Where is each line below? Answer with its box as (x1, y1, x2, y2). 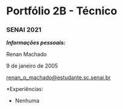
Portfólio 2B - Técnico (6, 4, 118, 18)
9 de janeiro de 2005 (6, 62, 58, 69)
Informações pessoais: (6, 39, 66, 46)
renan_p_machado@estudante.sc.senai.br (6, 74, 111, 81)
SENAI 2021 (6, 26, 42, 34)
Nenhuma (14, 97, 40, 104)
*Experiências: (6, 86, 43, 93)
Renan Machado (6, 51, 47, 58)
